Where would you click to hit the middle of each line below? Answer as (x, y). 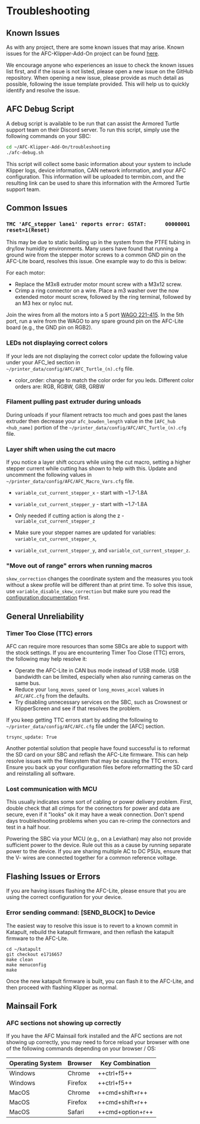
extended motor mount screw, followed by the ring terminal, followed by (103, 297)
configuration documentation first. (48, 598)
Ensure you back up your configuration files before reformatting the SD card (100, 767)
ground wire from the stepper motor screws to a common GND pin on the (96, 255)
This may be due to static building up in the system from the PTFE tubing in (98, 242)
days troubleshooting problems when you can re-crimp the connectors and (98, 821)
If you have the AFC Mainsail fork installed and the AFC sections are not (94, 1036)
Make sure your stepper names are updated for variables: (85, 533)
